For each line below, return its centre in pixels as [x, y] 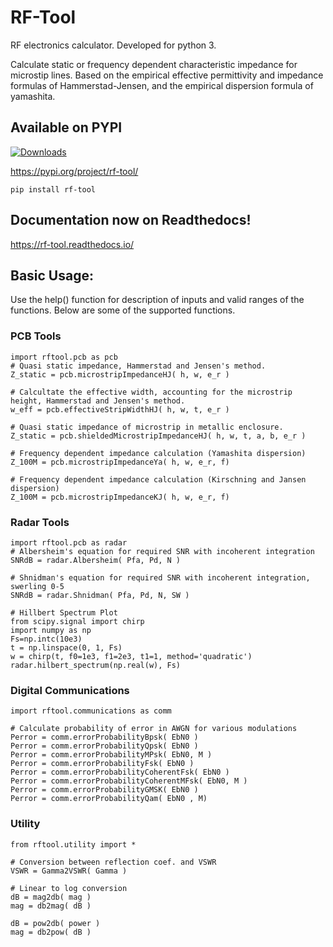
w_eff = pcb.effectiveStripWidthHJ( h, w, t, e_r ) [120, 409]
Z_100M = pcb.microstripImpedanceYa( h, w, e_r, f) [120, 462]
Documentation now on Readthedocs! [131, 220]
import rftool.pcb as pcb [64, 357]
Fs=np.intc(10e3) [46, 639]
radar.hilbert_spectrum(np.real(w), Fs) [96, 665]
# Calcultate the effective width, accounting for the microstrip [151, 392]
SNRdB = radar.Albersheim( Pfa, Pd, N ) [96, 560]
